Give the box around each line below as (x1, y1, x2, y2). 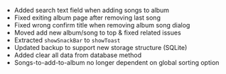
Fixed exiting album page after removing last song (14, 13, 161, 22)
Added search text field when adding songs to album (14, 6, 169, 14)
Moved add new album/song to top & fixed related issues (14, 28, 181, 37)
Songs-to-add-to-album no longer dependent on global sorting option (14, 58, 220, 66)
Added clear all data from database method (14, 51, 142, 59)
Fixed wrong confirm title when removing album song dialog (14, 21, 190, 29)
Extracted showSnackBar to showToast (14, 36, 121, 44)
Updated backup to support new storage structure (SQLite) (14, 44, 188, 51)
